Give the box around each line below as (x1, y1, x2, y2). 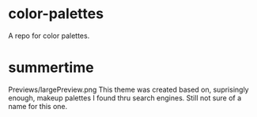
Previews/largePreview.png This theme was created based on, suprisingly (8, 85, 249, 94)
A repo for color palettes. (8, 31, 90, 40)
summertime (8, 58, 94, 77)
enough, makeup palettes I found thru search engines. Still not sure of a (8, 92, 242, 103)
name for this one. (8, 101, 68, 111)
